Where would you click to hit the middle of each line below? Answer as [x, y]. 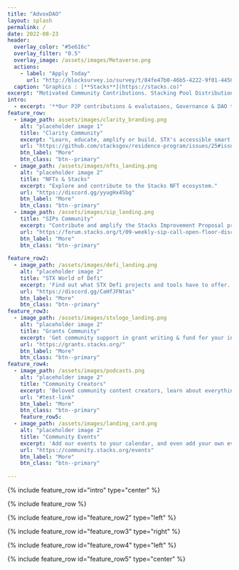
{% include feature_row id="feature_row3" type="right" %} [94, 531]
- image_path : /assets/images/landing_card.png [86, 424]
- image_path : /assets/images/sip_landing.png [84, 213]
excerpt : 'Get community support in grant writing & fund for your [122, 338]
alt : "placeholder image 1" [62, 126]
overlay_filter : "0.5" [47, 54]
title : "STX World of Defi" [62, 278]
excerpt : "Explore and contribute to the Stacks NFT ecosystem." [119, 185]
